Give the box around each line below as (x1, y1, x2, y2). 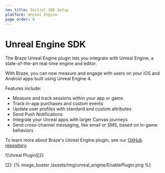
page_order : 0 (5, 17, 35, 22)
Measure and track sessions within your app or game (12, 95, 124, 101)
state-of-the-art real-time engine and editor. (5, 61, 97, 67)
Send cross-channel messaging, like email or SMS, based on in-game (12, 122, 158, 128)
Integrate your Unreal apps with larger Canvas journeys (12, 117, 128, 123)
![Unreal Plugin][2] (5, 152, 44, 158)
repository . (5, 142, 28, 149)
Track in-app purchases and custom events (12, 100, 103, 106)
